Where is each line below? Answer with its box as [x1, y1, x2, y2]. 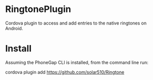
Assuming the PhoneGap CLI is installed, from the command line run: [5, 59, 148, 65]
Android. [5, 25, 23, 31]
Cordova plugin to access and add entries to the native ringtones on [5, 20, 147, 26]
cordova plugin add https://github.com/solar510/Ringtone [5, 69, 125, 75]
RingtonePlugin [5, 3, 72, 15]
